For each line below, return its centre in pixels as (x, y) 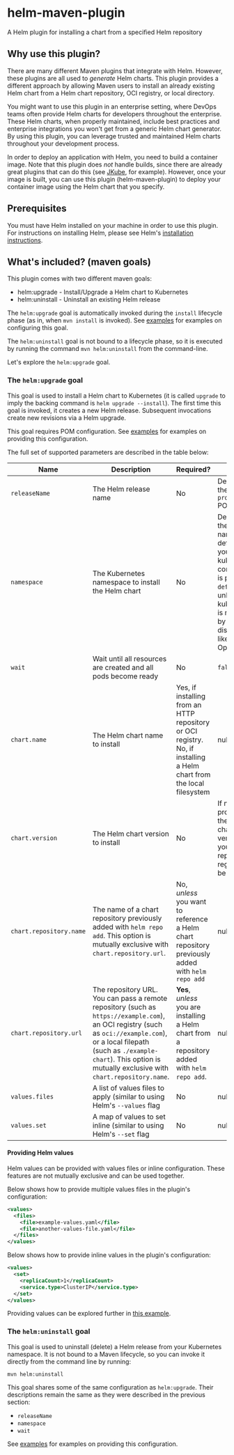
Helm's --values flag (126, 1105)
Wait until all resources (130, 658)
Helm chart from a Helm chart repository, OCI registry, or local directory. (111, 93)
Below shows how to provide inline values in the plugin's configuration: (109, 1255)
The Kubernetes (118, 573)
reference (192, 919)
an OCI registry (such (127, 1024)
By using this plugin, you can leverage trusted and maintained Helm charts (114, 136)
